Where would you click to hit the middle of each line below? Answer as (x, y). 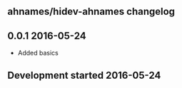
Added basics (38, 53)
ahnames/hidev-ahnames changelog (91, 12)
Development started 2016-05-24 (84, 75)
